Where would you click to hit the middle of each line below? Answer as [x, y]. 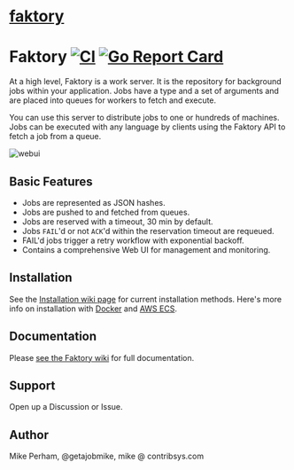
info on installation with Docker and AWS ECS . [93, 309]
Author [29, 435]
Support [32, 385]
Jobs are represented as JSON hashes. [93, 202]
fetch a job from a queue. [55, 137]
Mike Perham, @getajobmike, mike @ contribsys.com [107, 456]
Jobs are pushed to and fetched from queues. [106, 212]
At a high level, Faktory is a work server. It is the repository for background [145, 82]
